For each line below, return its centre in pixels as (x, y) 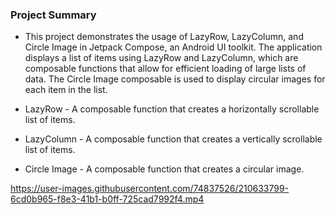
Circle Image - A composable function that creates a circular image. (164, 169)
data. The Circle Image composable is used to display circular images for (175, 79)
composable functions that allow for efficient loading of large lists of (165, 69)
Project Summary (53, 15)
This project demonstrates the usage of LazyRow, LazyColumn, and (164, 37)
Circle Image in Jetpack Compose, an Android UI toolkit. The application (173, 47)
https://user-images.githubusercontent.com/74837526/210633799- (150, 189)
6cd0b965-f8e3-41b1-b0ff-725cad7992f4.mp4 (107, 199)
